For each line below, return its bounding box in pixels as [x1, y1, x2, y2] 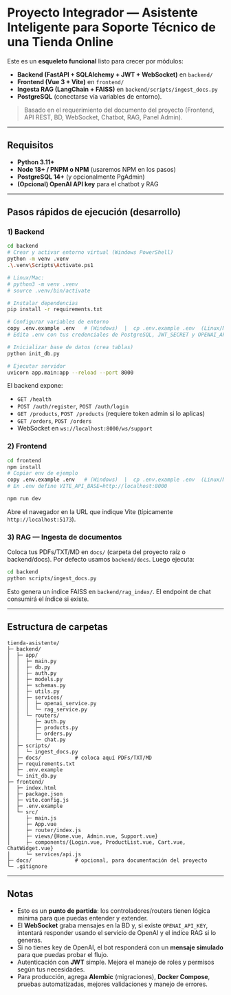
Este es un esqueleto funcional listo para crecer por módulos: [7, 57, 184, 65]
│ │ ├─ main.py [7, 658, 57, 664]
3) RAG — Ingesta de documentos [7, 532, 122, 542]
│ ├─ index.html [7, 785, 57, 791]
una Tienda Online [7, 35, 113, 50]
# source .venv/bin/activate [7, 287, 91, 294]
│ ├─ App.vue [7, 820, 57, 827]
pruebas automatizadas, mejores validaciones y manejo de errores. [16, 980, 208, 988]
